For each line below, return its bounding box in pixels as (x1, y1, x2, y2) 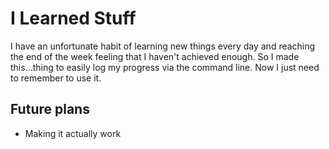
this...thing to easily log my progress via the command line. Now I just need (10, 61, 320, 73)
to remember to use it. (10, 72, 102, 84)
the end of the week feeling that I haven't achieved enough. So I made (10, 50, 300, 62)
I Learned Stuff (10, 7, 137, 30)
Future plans (10, 101, 90, 118)
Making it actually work (24, 127, 122, 139)
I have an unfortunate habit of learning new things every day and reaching (10, 40, 316, 52)
